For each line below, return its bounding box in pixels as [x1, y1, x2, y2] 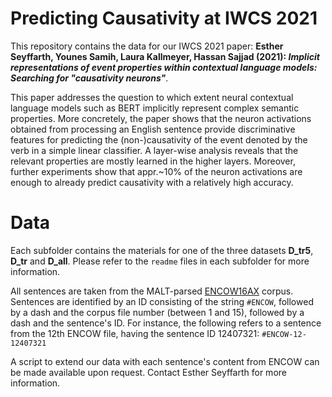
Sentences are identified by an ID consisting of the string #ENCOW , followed [10, 295, 314, 307]
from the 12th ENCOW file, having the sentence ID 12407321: [10, 327, 260, 339]
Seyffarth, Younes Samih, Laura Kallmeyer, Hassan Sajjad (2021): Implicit [10, 50, 320, 62]
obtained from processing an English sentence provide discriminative [10, 123, 296, 135]
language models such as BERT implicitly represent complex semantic [10, 102, 300, 114]
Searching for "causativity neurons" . [10, 72, 169, 84]
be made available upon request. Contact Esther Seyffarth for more [10, 366, 287, 378]
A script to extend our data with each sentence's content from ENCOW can [10, 355, 320, 367]
